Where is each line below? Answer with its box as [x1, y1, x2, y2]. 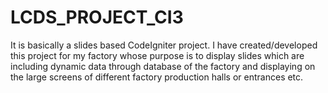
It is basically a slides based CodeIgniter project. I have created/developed [10, 39, 318, 51]
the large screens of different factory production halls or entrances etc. [10, 71, 304, 83]
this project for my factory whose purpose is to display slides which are [10, 49, 305, 61]
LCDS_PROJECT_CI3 [10, 6, 184, 29]
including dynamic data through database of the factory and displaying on [10, 60, 316, 72]
